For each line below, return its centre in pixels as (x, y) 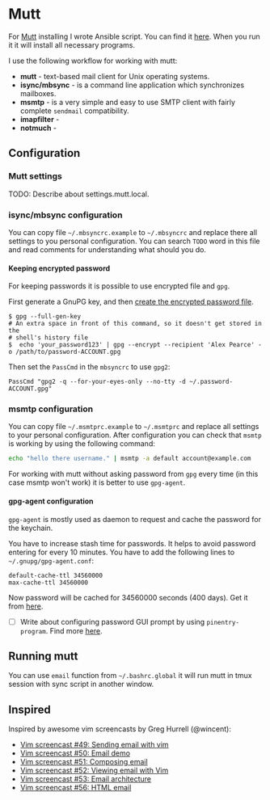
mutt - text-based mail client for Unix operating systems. (115, 76)
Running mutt (43, 656)
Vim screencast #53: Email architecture (86, 779)
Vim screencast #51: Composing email (84, 762)
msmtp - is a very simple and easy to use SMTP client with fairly (128, 102)
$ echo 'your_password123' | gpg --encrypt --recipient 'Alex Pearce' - (135, 345)
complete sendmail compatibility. (74, 111)
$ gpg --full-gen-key (45, 317)
